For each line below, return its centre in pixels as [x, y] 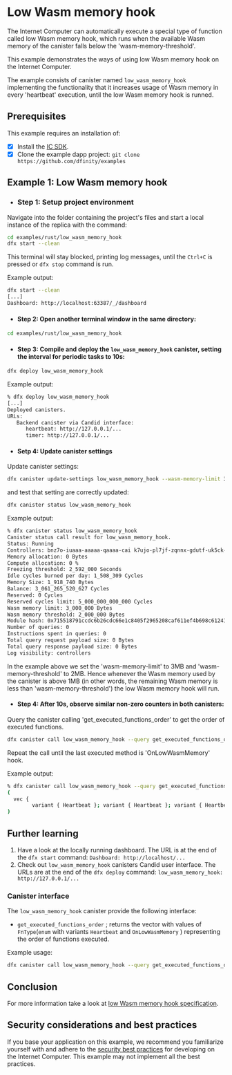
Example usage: [30, 953]
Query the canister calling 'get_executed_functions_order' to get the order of [116, 719]
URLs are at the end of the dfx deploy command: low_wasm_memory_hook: [120, 872]
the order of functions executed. [63, 939]
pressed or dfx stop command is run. [60, 264]
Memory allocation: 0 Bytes [48, 557]
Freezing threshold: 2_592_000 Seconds [65, 570]
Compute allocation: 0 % [43, 563]
